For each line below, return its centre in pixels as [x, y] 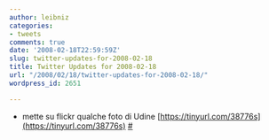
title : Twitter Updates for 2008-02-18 [83, 67]
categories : [31, 26]
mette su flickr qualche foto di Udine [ [91, 116]
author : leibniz [39, 17]
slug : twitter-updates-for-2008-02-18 [81, 58]
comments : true [37, 42]
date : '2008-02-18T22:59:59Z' [65, 51]
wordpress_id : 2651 [45, 83]
